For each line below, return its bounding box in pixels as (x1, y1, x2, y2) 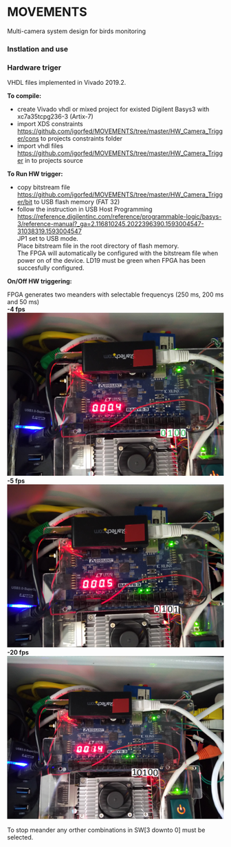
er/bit (16, 198, 33, 206)
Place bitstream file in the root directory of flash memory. (16, 242, 179, 250)
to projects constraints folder (40, 134, 122, 143)
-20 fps (7, 648, 30, 656)
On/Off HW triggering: (7, 277, 72, 286)
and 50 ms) (7, 298, 40, 306)
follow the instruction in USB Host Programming (16, 205, 153, 214)
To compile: (7, 92, 42, 100)
